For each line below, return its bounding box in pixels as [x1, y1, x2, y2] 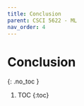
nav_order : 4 [7, 23, 46, 30]
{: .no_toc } [7, 77, 40, 86]
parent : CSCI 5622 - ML [7, 17, 78, 24]
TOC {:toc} [17, 91, 49, 100]
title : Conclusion [7, 10, 61, 18]
